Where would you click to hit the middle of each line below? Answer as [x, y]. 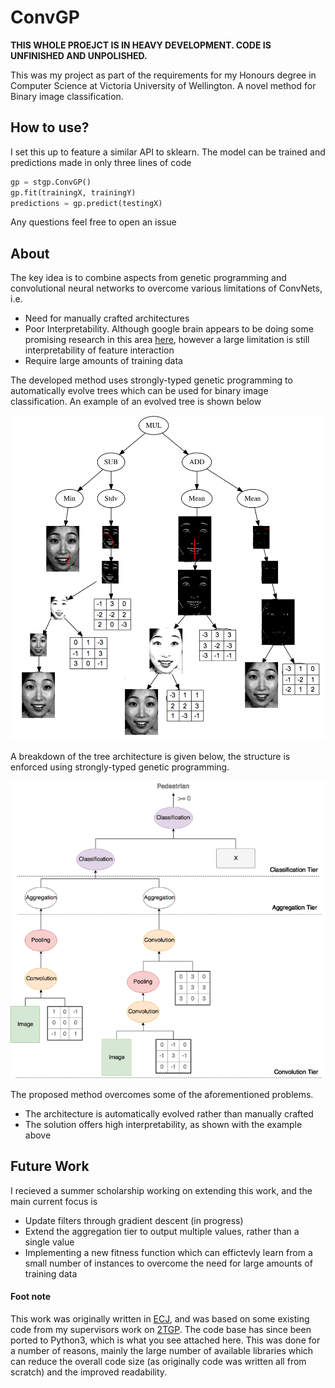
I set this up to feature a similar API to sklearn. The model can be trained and [168, 152]
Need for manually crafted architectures [107, 318]
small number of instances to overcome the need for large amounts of [168, 1263]
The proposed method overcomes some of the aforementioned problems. [162, 1094]
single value [49, 1242]
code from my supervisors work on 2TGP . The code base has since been [161, 1329]
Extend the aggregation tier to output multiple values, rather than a [162, 1231]
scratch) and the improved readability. [89, 1372]
